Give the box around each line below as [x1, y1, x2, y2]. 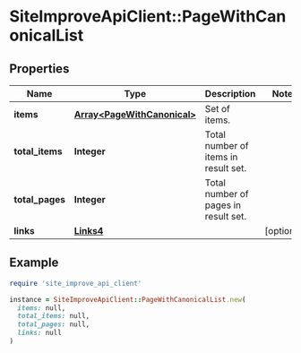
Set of [204, 103, 230, 115]
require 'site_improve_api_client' [9, 279, 142, 288]
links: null [17, 329, 63, 338]
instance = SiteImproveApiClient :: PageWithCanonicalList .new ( [9, 295, 246, 304]
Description [204, 88, 256, 99]
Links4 [73, 225, 104, 237]
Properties [9, 61, 70, 76]
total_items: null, [17, 312, 90, 321]
